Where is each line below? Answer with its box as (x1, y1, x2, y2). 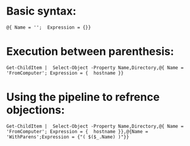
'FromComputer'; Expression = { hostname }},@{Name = (6, 128, 149, 134)
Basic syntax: (6, 4, 77, 18)
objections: (6, 103, 65, 117)
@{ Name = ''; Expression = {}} (6, 24, 91, 30)
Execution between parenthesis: (6, 44, 175, 58)
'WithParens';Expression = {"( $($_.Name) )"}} (6, 134, 130, 140)
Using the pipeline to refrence (6, 90, 160, 104)
